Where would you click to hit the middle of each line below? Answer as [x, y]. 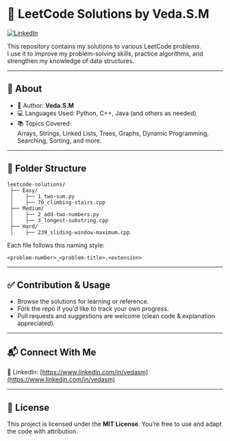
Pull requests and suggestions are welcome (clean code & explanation [116, 316]
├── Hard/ [24, 226]
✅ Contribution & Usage [59, 285]
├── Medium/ [27, 208]
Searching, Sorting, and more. [59, 141]
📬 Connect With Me [52, 352]
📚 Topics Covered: [44, 123]
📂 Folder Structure [47, 168]
